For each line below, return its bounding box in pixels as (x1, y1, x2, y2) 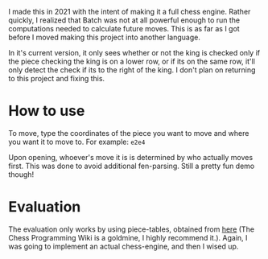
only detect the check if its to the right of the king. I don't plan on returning (8, 65, 256, 75)
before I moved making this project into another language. (8, 32, 201, 42)
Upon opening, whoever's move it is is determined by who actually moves (8, 152, 254, 162)
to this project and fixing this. (8, 74, 105, 83)
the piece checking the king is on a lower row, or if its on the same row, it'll (8, 56, 256, 66)
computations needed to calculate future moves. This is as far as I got (8, 24, 240, 33)
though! (8, 169, 35, 179)
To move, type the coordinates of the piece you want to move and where (8, 128, 249, 138)
